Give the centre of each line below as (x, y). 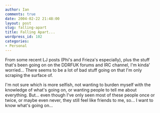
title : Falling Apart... (30, 32)
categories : (17, 41)
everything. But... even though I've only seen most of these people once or (80, 95)
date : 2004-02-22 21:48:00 (32, 19)
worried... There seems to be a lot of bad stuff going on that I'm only (73, 70)
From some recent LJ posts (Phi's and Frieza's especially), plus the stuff (77, 59)
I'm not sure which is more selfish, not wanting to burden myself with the (78, 85)
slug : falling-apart (26, 28)
